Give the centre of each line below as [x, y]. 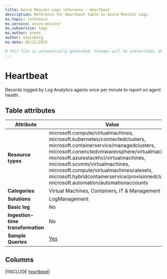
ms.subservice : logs [27, 28]
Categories [21, 191]
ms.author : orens [23, 33]
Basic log [19, 207]
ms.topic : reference [27, 19]
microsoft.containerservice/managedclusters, [102, 145]
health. [12, 95]
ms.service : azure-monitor [33, 24]
